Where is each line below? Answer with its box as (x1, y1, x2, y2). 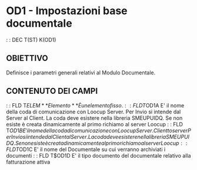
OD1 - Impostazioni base (6, 4, 128, 18)
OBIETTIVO (6, 53, 48, 63)
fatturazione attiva (6, 158, 51, 165)
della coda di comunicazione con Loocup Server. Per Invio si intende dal (6, 108, 181, 115)
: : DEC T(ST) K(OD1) (6, 36, 56, 43)
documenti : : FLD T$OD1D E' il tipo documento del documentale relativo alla (6, 152, 191, 159)
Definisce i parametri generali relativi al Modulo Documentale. (6, 69, 156, 76)
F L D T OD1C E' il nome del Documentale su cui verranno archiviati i (6, 146, 166, 153)
